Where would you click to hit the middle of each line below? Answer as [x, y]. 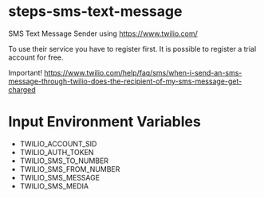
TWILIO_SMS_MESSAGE [60, 177]
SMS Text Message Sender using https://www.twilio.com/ [103, 33]
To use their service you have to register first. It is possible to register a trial [132, 49]
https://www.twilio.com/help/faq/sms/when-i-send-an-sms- [143, 72]
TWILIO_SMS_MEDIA [54, 186]
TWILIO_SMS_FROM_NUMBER [70, 169]
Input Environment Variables [104, 122]
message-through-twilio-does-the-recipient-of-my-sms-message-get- [125, 81]
